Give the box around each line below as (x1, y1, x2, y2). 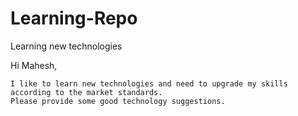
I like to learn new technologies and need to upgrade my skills (10, 78, 288, 89)
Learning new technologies (10, 40, 123, 52)
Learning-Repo (10, 7, 138, 30)
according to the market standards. (10, 87, 163, 97)
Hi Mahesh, (10, 59, 58, 71)
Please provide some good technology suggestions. (10, 96, 226, 106)
